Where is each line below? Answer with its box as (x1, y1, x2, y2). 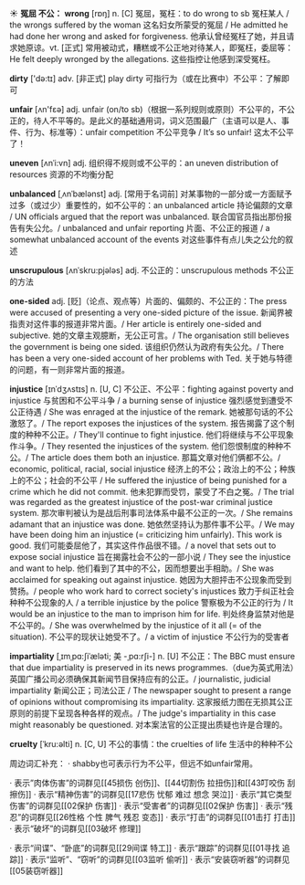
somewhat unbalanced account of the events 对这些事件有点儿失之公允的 (9, 234, 286, 245)
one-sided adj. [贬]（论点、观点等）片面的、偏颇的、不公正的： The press (9, 296, 288, 306)
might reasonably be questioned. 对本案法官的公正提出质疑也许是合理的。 (9, 720, 288, 730)
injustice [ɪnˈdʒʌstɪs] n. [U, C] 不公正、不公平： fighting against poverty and (9, 384, 294, 395)
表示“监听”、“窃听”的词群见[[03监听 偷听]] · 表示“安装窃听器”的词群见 (30, 854, 290, 865)
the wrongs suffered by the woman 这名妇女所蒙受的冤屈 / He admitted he (9, 19, 289, 30)
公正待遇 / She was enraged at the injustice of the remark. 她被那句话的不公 (9, 406, 294, 417)
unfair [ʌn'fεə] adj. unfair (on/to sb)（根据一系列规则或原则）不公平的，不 (9, 104, 288, 114)
